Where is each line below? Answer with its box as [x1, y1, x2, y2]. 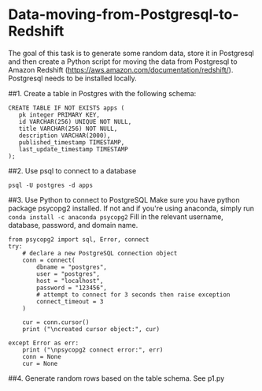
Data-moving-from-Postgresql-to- [8, 6, 239, 24]
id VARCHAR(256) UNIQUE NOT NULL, [18, 117, 132, 125]
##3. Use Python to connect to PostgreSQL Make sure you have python [8, 195, 240, 204]
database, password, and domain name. [8, 220, 138, 229]
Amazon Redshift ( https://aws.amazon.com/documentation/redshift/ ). [8, 65, 234, 74]
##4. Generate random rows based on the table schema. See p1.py [8, 373, 225, 383]
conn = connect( [22, 256, 76, 264]
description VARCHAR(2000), [18, 132, 111, 140]
